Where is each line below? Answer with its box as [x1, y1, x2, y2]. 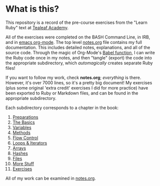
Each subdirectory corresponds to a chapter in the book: [5, 105, 119, 111]
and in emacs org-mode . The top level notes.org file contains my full [5, 39, 142, 45]
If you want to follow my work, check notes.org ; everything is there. [5, 74, 142, 80]
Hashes [12, 150, 28, 156]
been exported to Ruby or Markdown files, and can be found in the [5, 90, 139, 96]
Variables [12, 124, 32, 130]
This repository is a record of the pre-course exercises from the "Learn [5, 19, 147, 25]
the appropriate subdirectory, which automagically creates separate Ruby [5, 60, 153, 66]
